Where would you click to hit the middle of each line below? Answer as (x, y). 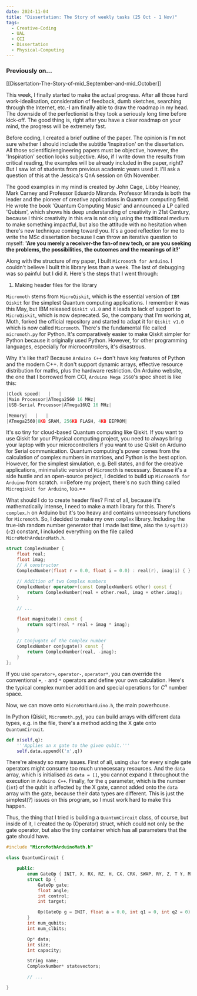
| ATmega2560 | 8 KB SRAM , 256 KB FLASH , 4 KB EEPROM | (67, 421)
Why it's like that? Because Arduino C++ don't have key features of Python (96, 358)
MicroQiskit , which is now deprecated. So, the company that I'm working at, (98, 315)
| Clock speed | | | (34, 394)
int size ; (39, 945)
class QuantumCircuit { (35, 858)
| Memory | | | (27, 416)
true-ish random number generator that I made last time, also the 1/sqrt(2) (97, 525)
